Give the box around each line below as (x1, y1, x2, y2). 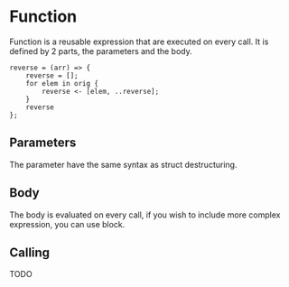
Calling (9, 245, 51, 260)
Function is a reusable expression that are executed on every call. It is (9, 36, 269, 47)
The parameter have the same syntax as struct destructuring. (9, 159, 238, 170)
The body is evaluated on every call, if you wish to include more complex (9, 209, 281, 220)
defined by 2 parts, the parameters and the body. (9, 45, 192, 56)
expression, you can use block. (9, 218, 126, 229)
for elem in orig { (25, 79, 99, 88)
